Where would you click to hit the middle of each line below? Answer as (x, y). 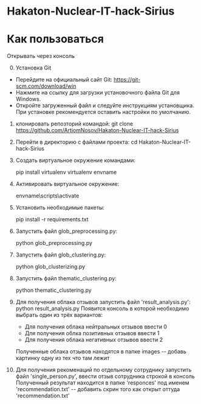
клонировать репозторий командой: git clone (74, 124)
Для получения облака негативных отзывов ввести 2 (94, 340)
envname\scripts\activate (47, 196)
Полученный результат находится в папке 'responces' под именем (103, 383)
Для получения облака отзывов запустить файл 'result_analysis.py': (103, 302)
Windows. (28, 99)
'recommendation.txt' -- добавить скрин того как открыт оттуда (98, 389)
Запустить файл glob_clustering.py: (61, 255)
